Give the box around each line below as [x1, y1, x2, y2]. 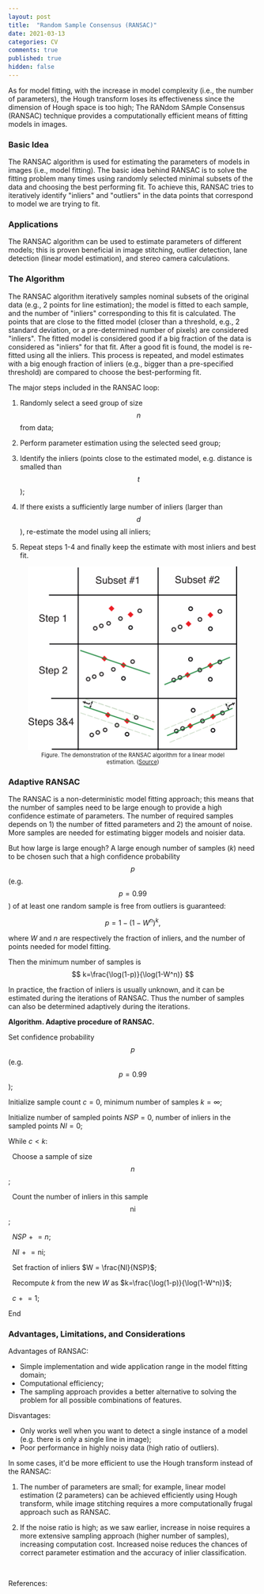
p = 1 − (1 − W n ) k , [104, 917, 161, 927]
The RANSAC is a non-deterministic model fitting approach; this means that [8, 795, 255, 804]
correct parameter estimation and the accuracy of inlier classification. [19, 1548, 247, 1558]
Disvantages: [8, 1411, 51, 1420]
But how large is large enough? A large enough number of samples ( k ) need [8, 844, 255, 853]
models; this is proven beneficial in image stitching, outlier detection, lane [8, 246, 247, 255]
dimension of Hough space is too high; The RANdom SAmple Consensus [8, 102, 245, 112]
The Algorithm [8, 273, 66, 284]
